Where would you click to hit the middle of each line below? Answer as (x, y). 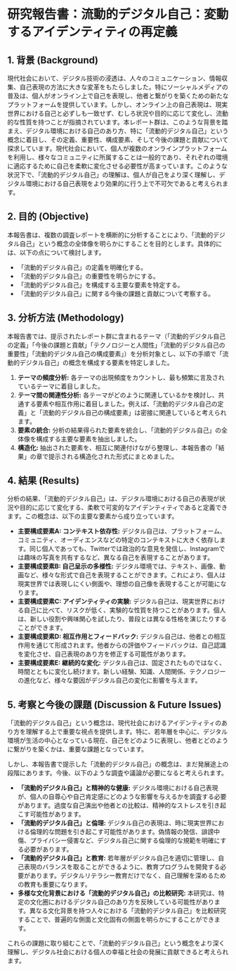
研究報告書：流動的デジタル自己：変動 (118, 14)
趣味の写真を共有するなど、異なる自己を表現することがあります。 (119, 557)
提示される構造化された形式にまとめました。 (113, 456)
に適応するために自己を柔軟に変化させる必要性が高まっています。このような (118, 166)
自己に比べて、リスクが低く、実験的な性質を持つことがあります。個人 (125, 610)
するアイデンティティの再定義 (92, 32)
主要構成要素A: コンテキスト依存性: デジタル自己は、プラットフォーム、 (122, 531)
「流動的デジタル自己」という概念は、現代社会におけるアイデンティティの (114, 723)
